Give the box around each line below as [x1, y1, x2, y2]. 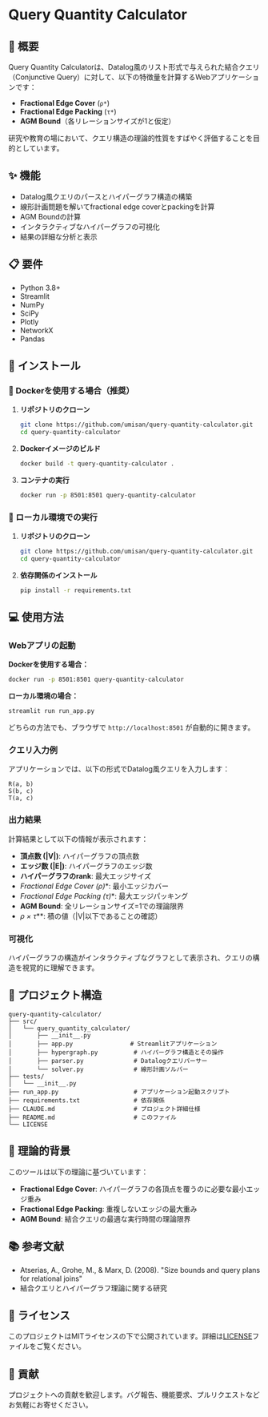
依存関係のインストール [19, 570, 98, 580]
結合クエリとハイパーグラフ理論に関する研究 [19, 1283, 168, 1293]
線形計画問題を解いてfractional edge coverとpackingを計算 [19, 202, 215, 211]
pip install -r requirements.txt [19, 586, 132, 594]
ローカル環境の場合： [8, 691, 78, 701]
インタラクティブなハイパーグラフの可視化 [19, 222, 160, 231]
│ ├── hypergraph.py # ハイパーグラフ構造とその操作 [8, 1048, 224, 1057]
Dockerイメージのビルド [19, 444, 102, 453]
